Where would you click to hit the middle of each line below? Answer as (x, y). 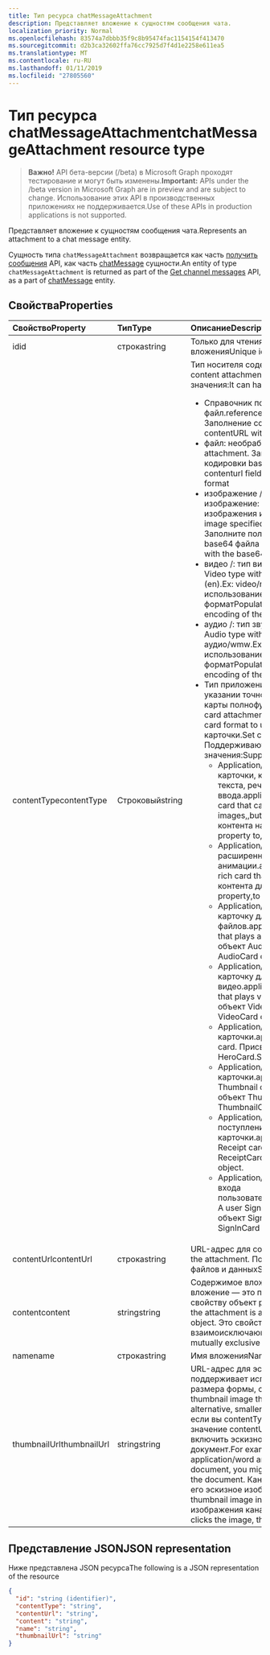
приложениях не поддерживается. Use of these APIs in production (140, 206)
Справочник (228, 403)
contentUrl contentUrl (52, 1259)
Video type (225, 574)
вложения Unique (223, 352)
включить (209, 1439)
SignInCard (239, 1228)
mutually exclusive (225, 1343)
